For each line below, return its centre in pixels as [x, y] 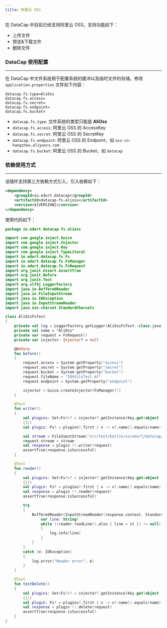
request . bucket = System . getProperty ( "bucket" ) [73, 372]
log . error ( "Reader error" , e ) [63, 561]
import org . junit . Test [29, 280]
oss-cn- [123, 140]
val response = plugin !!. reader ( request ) [68, 492]
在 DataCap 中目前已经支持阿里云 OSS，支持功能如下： [62, 24]
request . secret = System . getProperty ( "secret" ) [73, 367]
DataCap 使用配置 [27, 62]
